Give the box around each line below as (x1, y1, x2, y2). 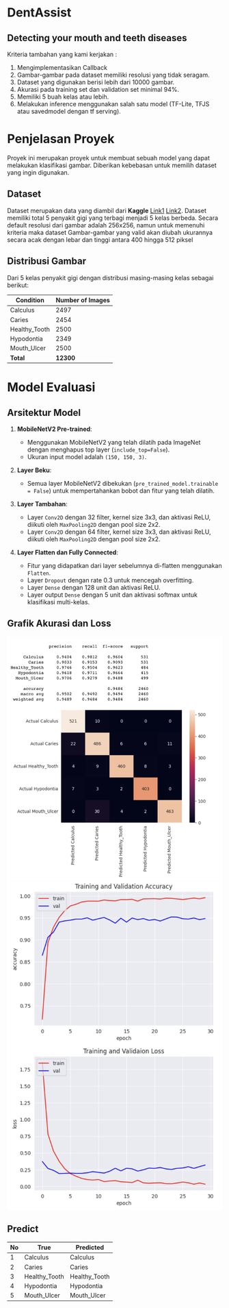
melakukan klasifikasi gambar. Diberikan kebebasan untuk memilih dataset (7, 161, 217, 169)
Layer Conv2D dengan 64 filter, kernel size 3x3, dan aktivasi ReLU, (27, 528, 211, 536)
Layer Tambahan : (16, 500, 68, 508)
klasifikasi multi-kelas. (27, 598, 90, 606)
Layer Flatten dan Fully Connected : (16, 548, 118, 556)
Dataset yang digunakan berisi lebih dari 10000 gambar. (16, 78, 175, 86)
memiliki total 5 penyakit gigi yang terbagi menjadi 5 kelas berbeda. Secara (7, 214, 219, 222)
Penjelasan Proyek (7, 132, 115, 147)
